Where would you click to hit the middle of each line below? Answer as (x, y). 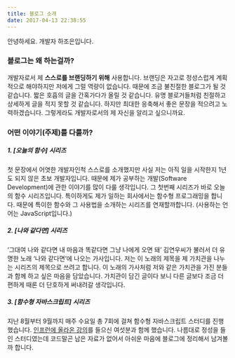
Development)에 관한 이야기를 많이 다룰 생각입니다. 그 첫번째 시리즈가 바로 (110, 187)
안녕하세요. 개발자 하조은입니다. (51, 41)
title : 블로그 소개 (32, 14)
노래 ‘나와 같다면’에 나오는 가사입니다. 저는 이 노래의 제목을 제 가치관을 (116, 258)
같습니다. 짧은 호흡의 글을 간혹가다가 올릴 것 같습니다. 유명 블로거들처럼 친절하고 (117, 95)
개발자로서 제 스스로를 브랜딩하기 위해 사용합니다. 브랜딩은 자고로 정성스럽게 (111, 77)
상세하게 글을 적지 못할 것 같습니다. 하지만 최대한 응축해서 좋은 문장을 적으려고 (114, 104)
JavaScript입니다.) (46, 213)
